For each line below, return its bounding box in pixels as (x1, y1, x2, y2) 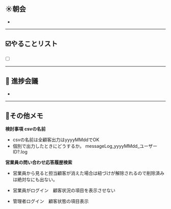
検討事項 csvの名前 (5, 126, 46, 132)
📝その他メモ (5, 111, 43, 120)
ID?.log (12, 149, 28, 155)
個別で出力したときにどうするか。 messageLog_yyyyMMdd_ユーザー (12, 143, 158, 149)
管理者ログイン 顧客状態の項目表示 (12, 198, 89, 204)
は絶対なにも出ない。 (12, 176, 58, 182)
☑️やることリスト (5, 40, 58, 48)
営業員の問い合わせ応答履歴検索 (5, 160, 72, 166)
